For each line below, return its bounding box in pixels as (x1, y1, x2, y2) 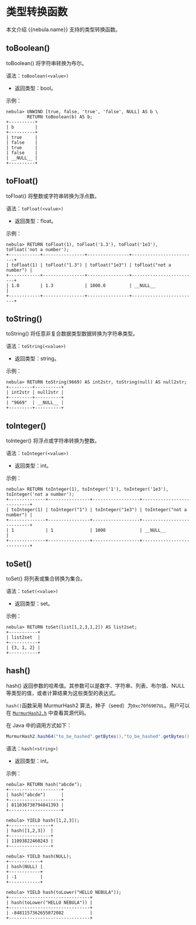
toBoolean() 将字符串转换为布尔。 (6, 59, 87, 66)
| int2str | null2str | (6, 390, 64, 396)
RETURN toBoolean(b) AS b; (27, 114, 93, 120)
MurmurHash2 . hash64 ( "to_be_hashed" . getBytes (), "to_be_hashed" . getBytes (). (6, 733, 192, 740)
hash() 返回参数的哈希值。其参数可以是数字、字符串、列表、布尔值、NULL (6, 682, 185, 689)
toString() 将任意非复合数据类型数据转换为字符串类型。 (6, 330, 139, 337)
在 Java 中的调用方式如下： (6, 721, 72, 728)
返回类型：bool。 (14, 85, 57, 92)
